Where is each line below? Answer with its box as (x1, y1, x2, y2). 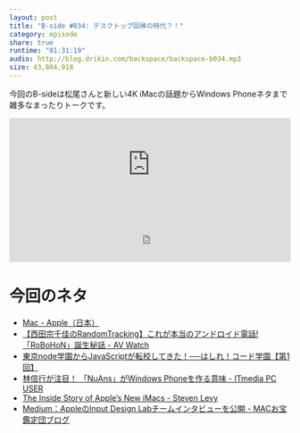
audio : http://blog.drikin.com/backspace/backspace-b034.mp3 (9, 54, 242, 63)
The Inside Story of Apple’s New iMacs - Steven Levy (21, 392, 219, 403)
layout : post (9, 12, 58, 22)
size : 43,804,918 (9, 63, 74, 72)
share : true (9, 37, 54, 47)
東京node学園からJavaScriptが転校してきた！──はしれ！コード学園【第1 (21, 350, 290, 362)
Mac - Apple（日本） (21, 317, 100, 328)
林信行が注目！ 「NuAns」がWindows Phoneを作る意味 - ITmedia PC (21, 372, 277, 384)
